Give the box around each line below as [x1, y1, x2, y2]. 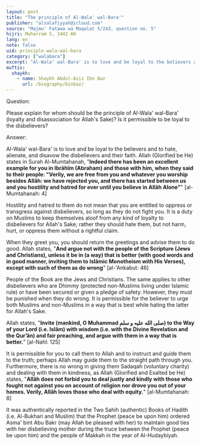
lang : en [6, 37, 28, 43]
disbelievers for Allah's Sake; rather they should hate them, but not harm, [6, 221, 187, 228]
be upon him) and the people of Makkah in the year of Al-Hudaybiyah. [6, 432, 179, 438]
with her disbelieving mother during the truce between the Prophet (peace [6, 425, 190, 432]
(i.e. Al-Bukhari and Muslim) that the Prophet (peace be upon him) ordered [6, 413, 190, 420]
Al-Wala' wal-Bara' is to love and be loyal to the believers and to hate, [6, 145, 178, 152]
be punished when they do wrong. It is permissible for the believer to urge [6, 295, 188, 302]
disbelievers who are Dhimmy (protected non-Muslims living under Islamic [6, 282, 190, 289]
